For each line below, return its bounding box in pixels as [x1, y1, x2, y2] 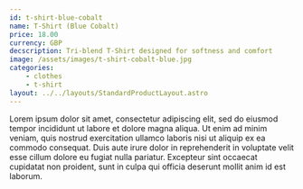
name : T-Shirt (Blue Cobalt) [9, 22, 119, 31]
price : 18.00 [9, 30, 59, 39]
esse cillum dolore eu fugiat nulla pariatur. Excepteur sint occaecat [9, 151, 258, 162]
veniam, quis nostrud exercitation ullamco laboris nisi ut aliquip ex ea [9, 132, 266, 143]
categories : [9, 64, 54, 73]
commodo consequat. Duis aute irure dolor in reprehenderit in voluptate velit [9, 141, 294, 153]
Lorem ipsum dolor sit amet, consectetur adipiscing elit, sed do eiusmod [9, 113, 279, 124]
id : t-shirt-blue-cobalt [9, 13, 103, 22]
